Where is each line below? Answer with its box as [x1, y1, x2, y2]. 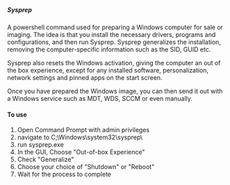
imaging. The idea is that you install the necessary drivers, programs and [7, 30, 216, 38]
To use [7, 110, 28, 118]
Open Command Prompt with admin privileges [17, 126, 150, 134]
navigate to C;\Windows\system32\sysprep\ [17, 133, 143, 142]
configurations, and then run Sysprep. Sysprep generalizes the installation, [7, 38, 221, 46]
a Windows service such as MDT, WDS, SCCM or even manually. [7, 94, 193, 102]
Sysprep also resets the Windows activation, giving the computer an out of [7, 58, 221, 67]
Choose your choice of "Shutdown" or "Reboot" [17, 163, 155, 171]
